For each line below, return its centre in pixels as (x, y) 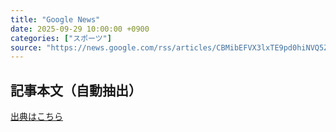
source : (26, 47)
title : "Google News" (55, 19)
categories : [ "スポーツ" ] (61, 38)
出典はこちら (36, 117)
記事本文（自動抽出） (76, 90)
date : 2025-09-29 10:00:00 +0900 (80, 29)
